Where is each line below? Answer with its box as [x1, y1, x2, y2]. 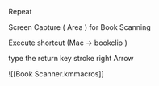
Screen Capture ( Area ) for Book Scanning [8, 23, 151, 31]
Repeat [8, 7, 32, 16]
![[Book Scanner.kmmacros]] [8, 69, 105, 79]
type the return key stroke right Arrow [8, 54, 135, 63]
